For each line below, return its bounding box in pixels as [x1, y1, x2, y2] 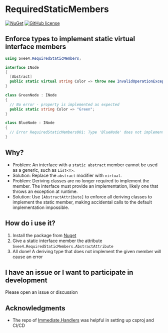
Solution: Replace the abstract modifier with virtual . [12, 172, 122, 178]
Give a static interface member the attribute [12, 238, 102, 244]
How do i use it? [5, 219, 56, 228]
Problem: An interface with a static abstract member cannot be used [12, 162, 158, 168]
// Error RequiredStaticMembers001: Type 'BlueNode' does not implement [9, 130, 164, 135]
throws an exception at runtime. [12, 188, 78, 194]
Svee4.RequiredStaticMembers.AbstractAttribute [12, 244, 113, 249]
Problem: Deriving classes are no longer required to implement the [12, 177, 149, 184]
